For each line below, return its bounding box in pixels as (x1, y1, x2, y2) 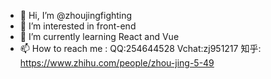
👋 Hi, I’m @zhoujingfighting (19, 10, 133, 21)
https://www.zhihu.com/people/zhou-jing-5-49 (19, 57, 215, 69)
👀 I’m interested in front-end (19, 20, 137, 32)
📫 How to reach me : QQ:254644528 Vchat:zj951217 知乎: (19, 43, 262, 54)
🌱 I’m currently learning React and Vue (19, 31, 180, 42)
